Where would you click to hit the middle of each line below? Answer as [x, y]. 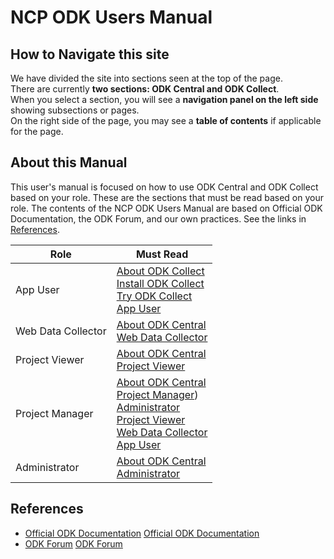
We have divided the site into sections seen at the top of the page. [146, 78]
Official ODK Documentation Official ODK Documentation [142, 533]
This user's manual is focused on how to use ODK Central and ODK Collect [164, 187]
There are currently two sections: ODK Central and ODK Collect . [145, 89]
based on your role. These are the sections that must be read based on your [167, 197]
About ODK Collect [160, 271]
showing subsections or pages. [75, 110]
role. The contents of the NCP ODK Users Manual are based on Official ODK [166, 208]
